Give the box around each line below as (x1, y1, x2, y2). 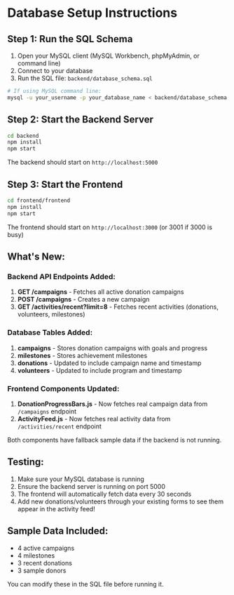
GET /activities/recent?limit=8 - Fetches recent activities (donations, (17, 302, 219, 311)
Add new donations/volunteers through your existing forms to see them (17, 497, 224, 506)
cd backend (7, 132, 39, 139)
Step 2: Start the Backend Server (7, 114, 154, 126)
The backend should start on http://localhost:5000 (7, 158, 158, 167)
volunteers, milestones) (17, 310, 85, 319)
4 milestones (17, 551, 55, 560)
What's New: (7, 251, 65, 263)
